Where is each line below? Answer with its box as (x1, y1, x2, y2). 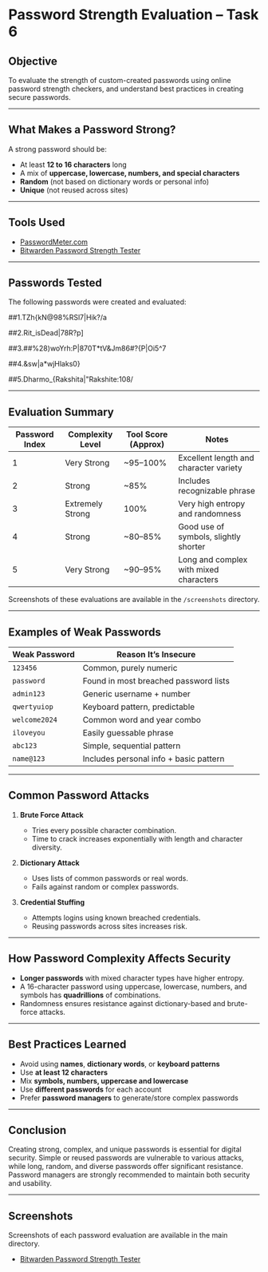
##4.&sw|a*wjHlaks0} (8, 359, 81, 369)
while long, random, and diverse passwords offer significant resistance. (8, 1162, 243, 1171)
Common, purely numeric (82, 663, 178, 674)
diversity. (31, 842, 62, 852)
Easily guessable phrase (82, 727, 174, 739)
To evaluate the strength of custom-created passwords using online (8, 76, 231, 85)
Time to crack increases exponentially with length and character (31, 834, 243, 843)
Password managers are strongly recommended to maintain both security (8, 1170, 250, 1179)
